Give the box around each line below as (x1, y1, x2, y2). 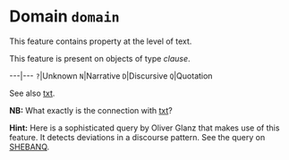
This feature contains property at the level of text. (9, 36, 192, 46)
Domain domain (9, 6, 120, 27)
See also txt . (9, 88, 55, 98)
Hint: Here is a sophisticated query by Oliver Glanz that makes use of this (9, 122, 280, 133)
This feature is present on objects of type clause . (9, 53, 191, 63)
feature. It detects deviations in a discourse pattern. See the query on (9, 131, 266, 142)
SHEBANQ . (9, 141, 50, 152)
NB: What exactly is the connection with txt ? (9, 105, 173, 115)
